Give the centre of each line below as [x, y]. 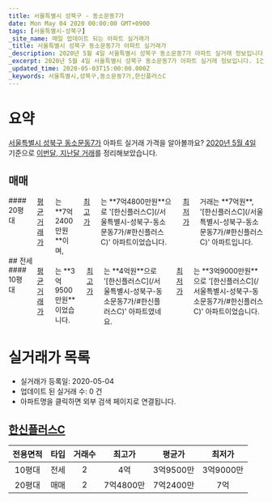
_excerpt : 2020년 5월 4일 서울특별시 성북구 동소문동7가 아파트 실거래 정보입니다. [130, 62]
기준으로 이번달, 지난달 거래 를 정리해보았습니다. [83, 153]
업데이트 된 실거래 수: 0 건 [61, 391]
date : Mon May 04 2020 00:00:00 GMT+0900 [79, 23]
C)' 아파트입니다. [226, 242]
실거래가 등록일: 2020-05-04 [67, 381]
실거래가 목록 [49, 357]
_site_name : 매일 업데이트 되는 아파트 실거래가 [79, 38]
